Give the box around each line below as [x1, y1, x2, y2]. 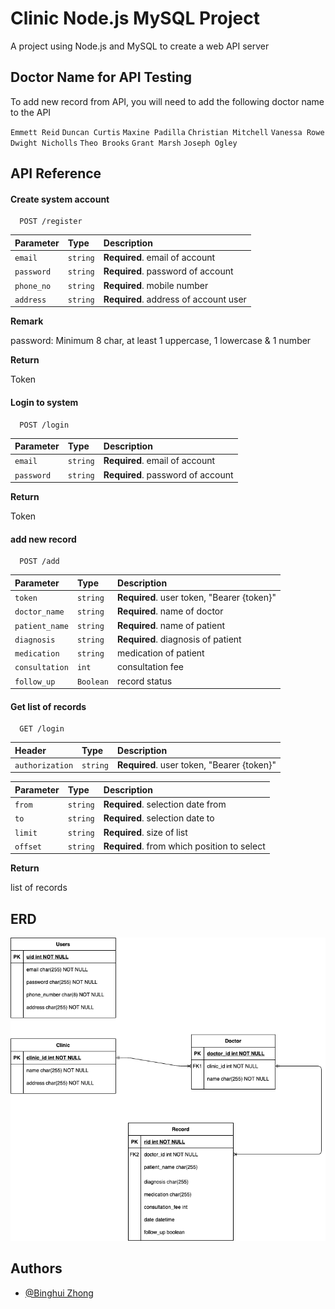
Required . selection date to [103, 812, 215, 824]
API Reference [10, 165, 102, 182]
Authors [10, 1260, 63, 1277]
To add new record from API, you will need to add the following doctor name [10, 95, 325, 107]
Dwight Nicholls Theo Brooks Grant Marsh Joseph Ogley [10, 138, 238, 148]
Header [14, 744, 47, 756]
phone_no [14, 281, 52, 291]
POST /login [19, 420, 70, 430]
